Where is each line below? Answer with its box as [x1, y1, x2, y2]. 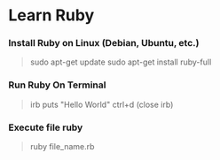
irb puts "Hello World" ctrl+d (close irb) [29, 99, 174, 110]
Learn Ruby [8, 5, 95, 26]
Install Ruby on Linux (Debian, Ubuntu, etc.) [8, 37, 200, 50]
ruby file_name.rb [29, 141, 95, 152]
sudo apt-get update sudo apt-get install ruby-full [29, 57, 212, 67]
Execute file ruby [8, 121, 83, 133]
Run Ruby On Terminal [8, 79, 106, 91]
